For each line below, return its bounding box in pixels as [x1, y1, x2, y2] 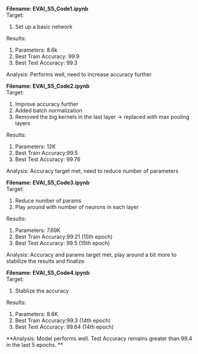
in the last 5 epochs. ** [6, 341, 63, 348]
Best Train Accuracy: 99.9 [14, 53, 80, 60]
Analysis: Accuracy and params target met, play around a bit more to [6, 251, 177, 258]
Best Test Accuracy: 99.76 [14, 156, 81, 163]
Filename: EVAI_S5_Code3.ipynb [6, 179, 90, 186]
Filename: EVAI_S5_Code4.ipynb [6, 269, 90, 276]
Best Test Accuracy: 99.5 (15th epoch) [14, 240, 110, 246]
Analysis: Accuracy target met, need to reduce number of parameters [6, 168, 179, 174]
